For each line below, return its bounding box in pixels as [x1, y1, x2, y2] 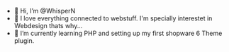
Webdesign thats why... [13, 22, 83, 30]
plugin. [13, 37, 35, 45]
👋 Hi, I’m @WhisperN [13, 7, 76, 15]
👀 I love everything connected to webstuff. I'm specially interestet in [13, 14, 213, 22]
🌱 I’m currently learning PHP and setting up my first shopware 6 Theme [13, 29, 223, 37]
